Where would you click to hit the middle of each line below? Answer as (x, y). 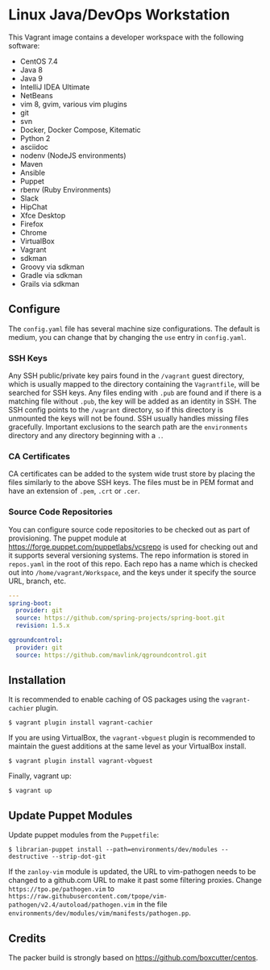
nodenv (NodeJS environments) (73, 155)
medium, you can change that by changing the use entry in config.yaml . (128, 337)
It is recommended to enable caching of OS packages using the (114, 699)
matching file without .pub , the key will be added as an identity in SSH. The (133, 401)
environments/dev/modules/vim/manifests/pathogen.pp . (100, 913)
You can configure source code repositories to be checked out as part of (129, 529)
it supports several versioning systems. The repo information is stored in (129, 555)
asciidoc (34, 147)
